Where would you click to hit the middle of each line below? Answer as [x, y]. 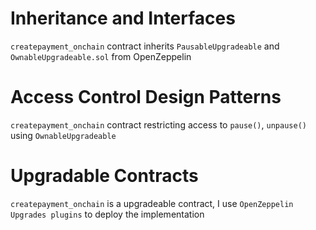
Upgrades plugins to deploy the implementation [107, 214]
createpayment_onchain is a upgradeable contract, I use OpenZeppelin [152, 203]
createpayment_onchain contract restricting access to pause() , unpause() [158, 124]
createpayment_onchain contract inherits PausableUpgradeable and [145, 46]
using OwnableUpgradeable [63, 135]
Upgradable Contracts [104, 176]
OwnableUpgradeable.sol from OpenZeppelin [101, 56]
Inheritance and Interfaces [123, 18]
